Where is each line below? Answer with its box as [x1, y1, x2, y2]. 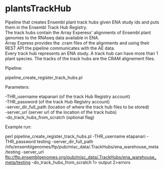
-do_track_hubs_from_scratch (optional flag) [5, 114, 94, 120]
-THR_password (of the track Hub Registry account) [5, 98, 110, 104]
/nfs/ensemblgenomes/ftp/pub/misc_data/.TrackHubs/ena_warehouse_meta [5, 144, 159, 149]
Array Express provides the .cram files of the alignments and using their [5, 40, 150, 46]
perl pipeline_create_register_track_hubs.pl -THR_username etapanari [5, 133, 146, 139]
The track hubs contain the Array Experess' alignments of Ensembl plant [5, 29, 151, 35]
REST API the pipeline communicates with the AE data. [5, 45, 115, 51]
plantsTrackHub [5, 3, 71, 14]
